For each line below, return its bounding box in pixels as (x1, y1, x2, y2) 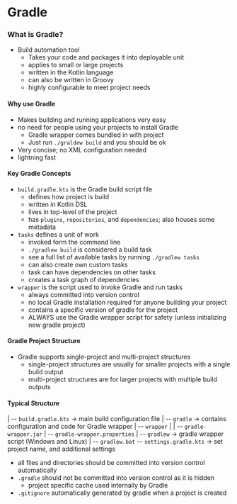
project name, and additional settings (7, 444, 115, 454)
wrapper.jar (7, 431, 42, 438)
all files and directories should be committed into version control (17, 459, 205, 467)
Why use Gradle (7, 100, 56, 108)
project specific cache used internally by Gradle (28, 481, 168, 490)
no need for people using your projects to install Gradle (17, 123, 179, 131)
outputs (28, 383, 51, 391)
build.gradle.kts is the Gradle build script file (17, 185, 153, 194)
